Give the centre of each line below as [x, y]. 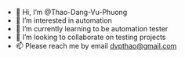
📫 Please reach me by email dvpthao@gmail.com [96, 46]
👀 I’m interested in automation [63, 20]
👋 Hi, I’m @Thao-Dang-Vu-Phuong [71, 12]
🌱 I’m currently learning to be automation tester [92, 29]
